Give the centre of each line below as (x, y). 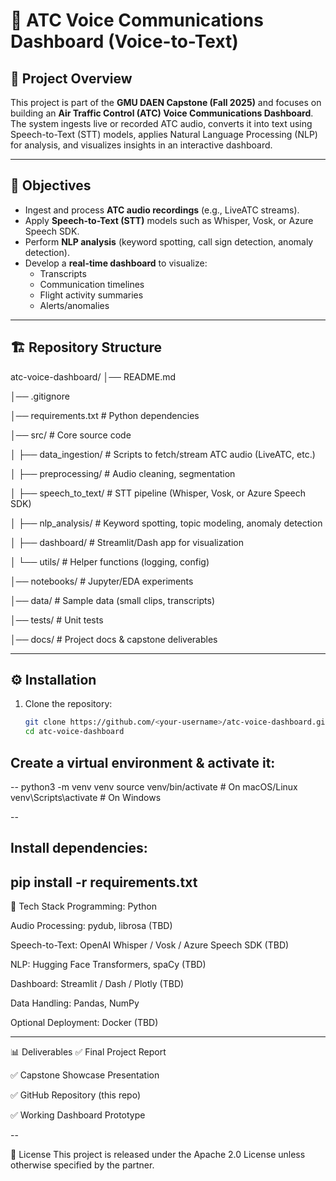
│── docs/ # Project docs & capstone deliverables (114, 639)
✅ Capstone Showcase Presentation (85, 1075)
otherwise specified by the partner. (82, 1165)
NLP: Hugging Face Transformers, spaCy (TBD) (108, 965)
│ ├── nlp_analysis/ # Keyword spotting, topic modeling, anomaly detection (166, 523)
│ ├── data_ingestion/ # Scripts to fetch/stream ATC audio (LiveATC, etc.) (163, 454)
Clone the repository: (68, 704)
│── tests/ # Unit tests (57, 620)
